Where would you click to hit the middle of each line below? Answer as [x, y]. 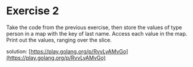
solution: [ [19, 51]
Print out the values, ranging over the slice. [59, 40]
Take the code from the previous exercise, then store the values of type [94, 27]
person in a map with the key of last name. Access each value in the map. [97, 33]
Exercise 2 [33, 11]
